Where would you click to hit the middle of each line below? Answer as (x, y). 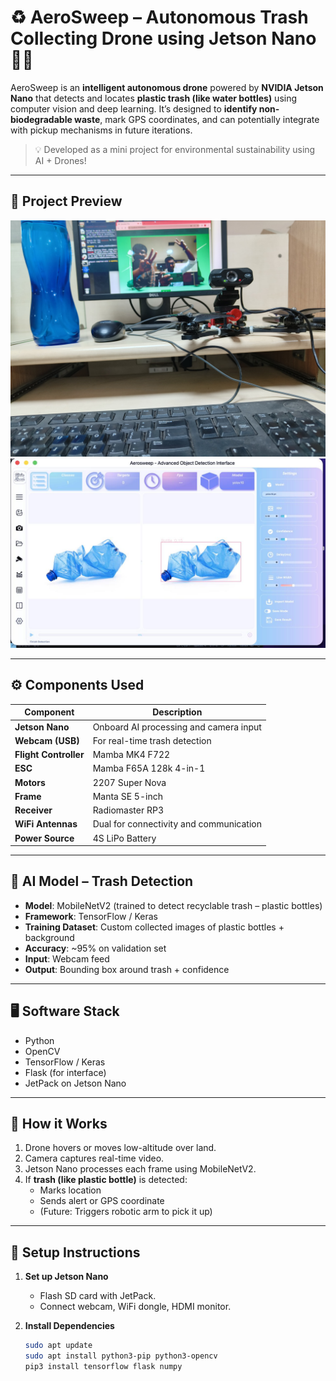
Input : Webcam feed (67, 958)
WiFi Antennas (46, 824)
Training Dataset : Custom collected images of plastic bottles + (154, 927)
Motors (30, 782)
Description (177, 712)
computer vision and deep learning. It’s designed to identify (134, 108)
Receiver (33, 810)
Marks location (70, 1190)
